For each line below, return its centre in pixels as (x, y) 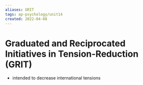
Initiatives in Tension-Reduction (72, 54)
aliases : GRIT (20, 10)
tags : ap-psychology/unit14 (34, 14)
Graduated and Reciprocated (65, 43)
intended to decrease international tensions (56, 78)
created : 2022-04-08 (26, 19)
